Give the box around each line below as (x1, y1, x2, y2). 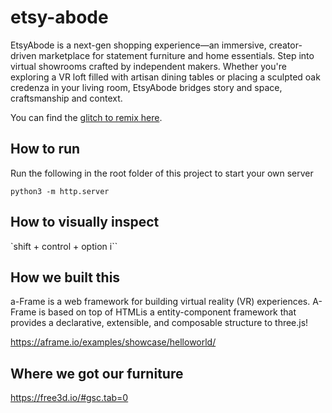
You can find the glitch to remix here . (10, 111, 163, 123)
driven (10, 49, 37, 61)
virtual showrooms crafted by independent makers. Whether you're (10, 60, 287, 72)
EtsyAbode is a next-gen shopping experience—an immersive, (10, 39, 267, 51)
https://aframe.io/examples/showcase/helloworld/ (10, 336, 217, 348)
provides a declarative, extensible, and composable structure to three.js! (10, 317, 309, 329)
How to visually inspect (10, 214, 160, 231)
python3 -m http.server (10, 186, 110, 196)
